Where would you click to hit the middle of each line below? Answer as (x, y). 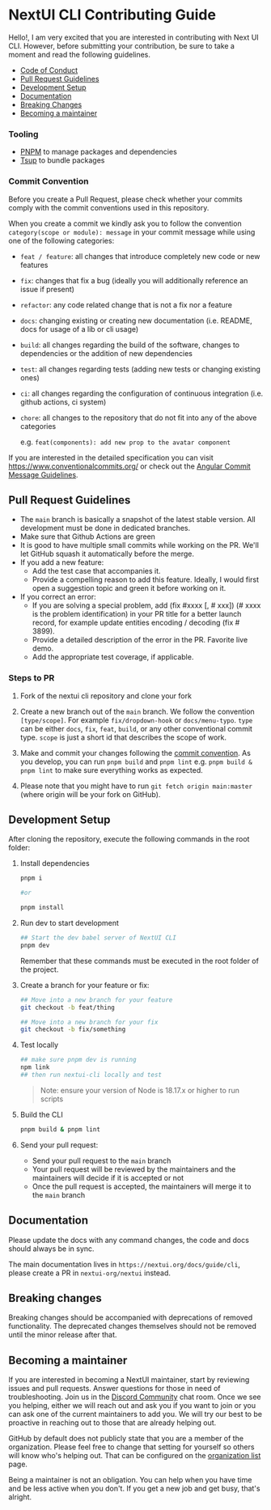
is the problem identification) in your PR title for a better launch (137, 614)
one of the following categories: (61, 240)
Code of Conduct (49, 70)
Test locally (39, 1045)
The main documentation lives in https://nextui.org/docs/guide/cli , (124, 1264)
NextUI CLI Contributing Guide (112, 15)
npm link (35, 1067)
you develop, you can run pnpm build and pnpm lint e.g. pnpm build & (136, 761)
